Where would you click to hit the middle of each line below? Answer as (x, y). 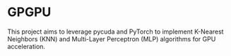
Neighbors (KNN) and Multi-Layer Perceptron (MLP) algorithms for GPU (112, 38)
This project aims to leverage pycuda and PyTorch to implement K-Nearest (115, 31)
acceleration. (26, 46)
